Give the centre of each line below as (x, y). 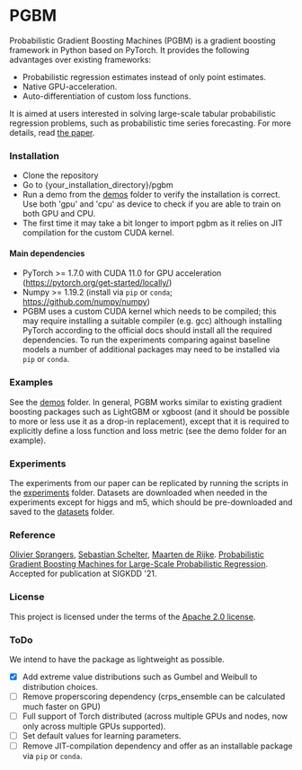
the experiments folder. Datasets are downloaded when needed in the (138, 493)
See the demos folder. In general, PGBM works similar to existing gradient (146, 402)
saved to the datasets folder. (62, 512)
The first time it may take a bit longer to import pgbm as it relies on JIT (152, 223)
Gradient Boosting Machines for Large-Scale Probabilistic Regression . (138, 564)
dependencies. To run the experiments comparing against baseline (146, 340)
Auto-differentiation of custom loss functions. (107, 96)
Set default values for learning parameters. (102, 736)
